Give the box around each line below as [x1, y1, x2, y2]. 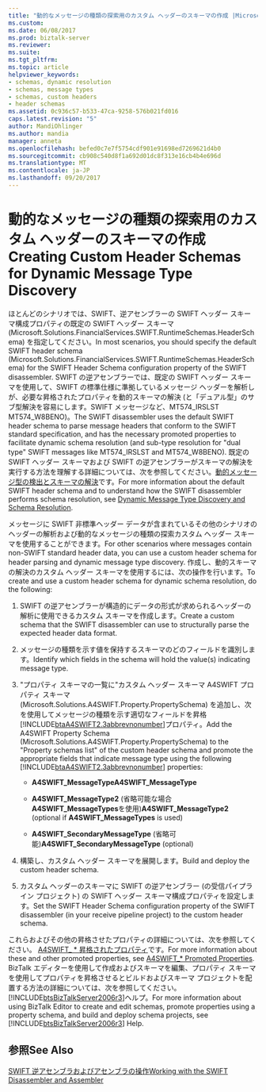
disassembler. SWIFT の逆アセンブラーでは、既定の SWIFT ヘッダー [8, 372, 229, 382]
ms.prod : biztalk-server [8, 33, 90, 42]
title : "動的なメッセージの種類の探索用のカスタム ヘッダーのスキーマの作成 [8, 11, 229, 20]
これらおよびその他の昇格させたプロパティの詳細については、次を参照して [8, 934, 250, 944]
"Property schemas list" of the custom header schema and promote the [19, 745, 253, 755]
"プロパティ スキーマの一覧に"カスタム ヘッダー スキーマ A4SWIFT [19, 679, 239, 689]
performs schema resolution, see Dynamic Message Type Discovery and [8, 494, 245, 504]
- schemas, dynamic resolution [8, 78, 112, 86]
